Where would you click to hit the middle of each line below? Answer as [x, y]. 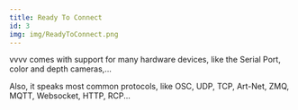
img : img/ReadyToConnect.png [64, 34]
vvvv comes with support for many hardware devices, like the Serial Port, [145, 60]
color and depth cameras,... [61, 69]
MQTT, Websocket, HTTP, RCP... [70, 96]
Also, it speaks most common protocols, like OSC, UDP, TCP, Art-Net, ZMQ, [149, 87]
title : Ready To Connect [56, 17]
